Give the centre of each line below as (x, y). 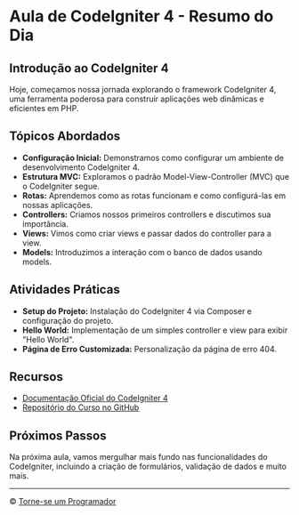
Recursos (36, 377)
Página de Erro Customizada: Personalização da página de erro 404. (149, 349)
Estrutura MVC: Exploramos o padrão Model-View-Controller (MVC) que (155, 176)
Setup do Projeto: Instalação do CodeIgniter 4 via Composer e (137, 311)
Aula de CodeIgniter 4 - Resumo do (141, 16)
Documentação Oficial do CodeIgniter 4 (95, 398)
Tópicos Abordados (65, 137)
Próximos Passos (58, 435)
